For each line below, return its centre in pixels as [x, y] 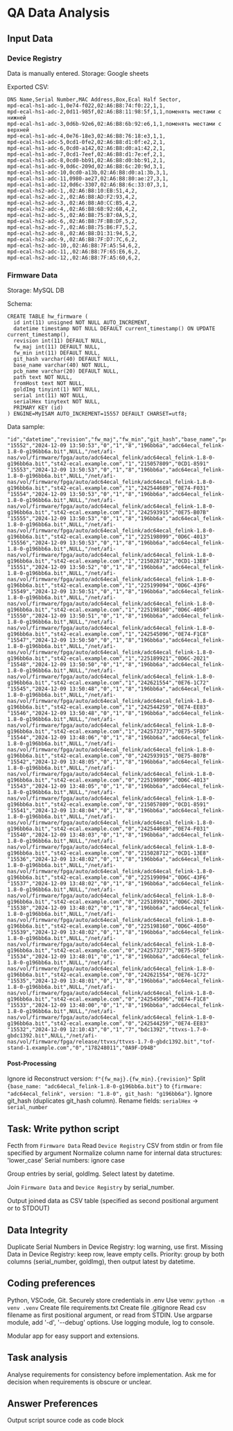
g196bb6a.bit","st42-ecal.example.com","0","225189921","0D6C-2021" [108, 902]
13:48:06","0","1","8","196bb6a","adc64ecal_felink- [147, 738]
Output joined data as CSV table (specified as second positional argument [113, 1201]
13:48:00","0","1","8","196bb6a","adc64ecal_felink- [147, 1005]
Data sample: [26, 427]
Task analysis [37, 1358]
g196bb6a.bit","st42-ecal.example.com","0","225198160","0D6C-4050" [108, 926]
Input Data [30, 39]
